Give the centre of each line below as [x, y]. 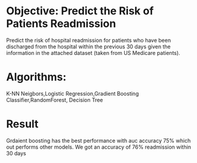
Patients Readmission [61, 24]
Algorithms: [36, 77]
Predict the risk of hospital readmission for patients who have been [89, 40]
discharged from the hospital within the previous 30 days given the [89, 47]
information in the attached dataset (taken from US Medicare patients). [93, 53]
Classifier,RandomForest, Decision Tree [55, 100]
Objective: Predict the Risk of [80, 11]
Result [22, 124]
